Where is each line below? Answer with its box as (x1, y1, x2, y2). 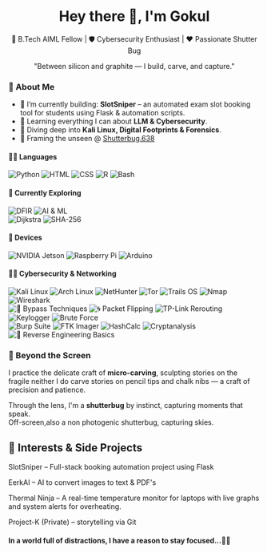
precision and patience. (8, 385, 86, 395)
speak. (8, 409, 30, 419)
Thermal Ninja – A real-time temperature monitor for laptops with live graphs (8, 493, 260, 503)
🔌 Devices (8, 232, 42, 243)
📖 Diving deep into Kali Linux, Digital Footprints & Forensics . (19, 125, 221, 135)
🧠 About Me (8, 81, 55, 92)
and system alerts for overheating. (8, 502, 122, 511)
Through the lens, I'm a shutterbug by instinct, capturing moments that (8, 401, 244, 410)
